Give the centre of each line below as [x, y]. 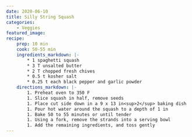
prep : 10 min [32, 44]
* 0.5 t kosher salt [52, 76]
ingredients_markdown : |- [48, 55]
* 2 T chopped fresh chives [61, 71]
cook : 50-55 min [36, 50]
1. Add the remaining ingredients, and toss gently [91, 125]
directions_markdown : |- [47, 87]
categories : [20, 22]
